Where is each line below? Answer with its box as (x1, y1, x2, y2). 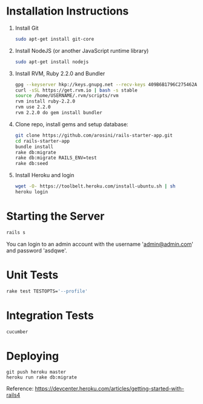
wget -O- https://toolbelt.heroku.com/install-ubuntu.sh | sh (15, 183, 176, 189)
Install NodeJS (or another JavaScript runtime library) (15, 47, 149, 54)
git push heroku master (6, 369, 67, 375)
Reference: (6, 385, 34, 392)
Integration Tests (6, 308, 94, 322)
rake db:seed (15, 161, 48, 167)
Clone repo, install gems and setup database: (15, 120, 128, 128)
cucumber (6, 329, 28, 335)
